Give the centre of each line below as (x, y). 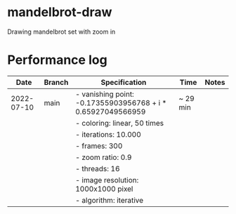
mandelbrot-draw (60, 12)
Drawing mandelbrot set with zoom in (61, 32)
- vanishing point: (105, 94)
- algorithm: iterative (109, 200)
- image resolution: (107, 180)
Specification (124, 82)
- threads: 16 (98, 168)
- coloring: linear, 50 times (119, 123)
